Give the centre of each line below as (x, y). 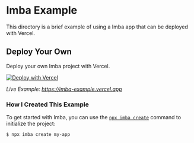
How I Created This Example (47, 104)
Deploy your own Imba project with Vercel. (58, 66)
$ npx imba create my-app (38, 135)
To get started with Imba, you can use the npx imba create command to (94, 117)
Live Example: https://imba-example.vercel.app (64, 89)
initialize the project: (31, 124)
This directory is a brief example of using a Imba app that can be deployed (97, 27)
